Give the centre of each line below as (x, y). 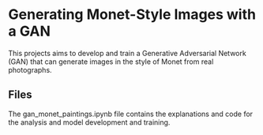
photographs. (30, 69)
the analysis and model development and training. (89, 122)
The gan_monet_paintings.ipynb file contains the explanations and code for (131, 114)
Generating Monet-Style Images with (132, 15)
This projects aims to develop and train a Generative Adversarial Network (127, 53)
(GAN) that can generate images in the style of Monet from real (111, 62)
